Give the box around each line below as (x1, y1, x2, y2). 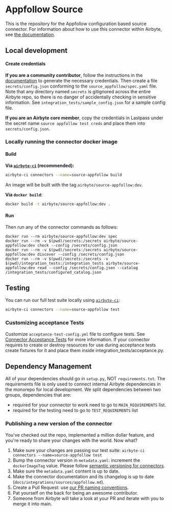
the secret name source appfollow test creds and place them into (5, 120, 145, 126)
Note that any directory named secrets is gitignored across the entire (5, 88, 151, 94)
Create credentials (5, 60, 46, 67)
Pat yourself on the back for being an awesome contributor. (12, 489, 138, 496)
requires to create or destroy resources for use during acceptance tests (5, 342, 156, 348)
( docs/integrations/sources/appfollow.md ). (12, 479, 105, 485)
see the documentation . (5, 31, 55, 37)
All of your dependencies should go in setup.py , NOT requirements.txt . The (5, 376, 165, 382)
